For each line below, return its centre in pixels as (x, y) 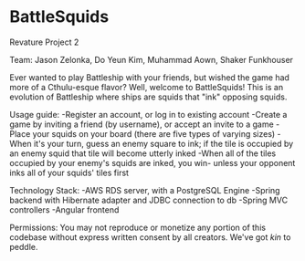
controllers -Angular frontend (64, 209)
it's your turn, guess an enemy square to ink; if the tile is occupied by (163, 143)
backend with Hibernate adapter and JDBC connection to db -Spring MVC (149, 200)
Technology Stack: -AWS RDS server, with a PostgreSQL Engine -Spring (145, 190)
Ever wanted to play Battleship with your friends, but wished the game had (150, 77)
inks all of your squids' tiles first (69, 172)
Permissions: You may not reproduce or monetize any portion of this (138, 227)
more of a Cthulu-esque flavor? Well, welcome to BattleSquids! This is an (147, 87)
